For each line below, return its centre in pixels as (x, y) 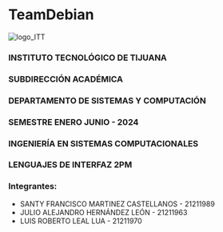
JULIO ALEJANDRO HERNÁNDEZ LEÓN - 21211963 (104, 212)
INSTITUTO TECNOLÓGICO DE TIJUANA (88, 58)
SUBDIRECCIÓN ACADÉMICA (66, 79)
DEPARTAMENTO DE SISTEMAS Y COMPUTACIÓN (107, 100)
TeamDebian (51, 15)
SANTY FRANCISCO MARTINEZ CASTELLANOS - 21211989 (117, 204)
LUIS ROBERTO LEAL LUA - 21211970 (81, 221)
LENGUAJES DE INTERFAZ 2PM (70, 165)
